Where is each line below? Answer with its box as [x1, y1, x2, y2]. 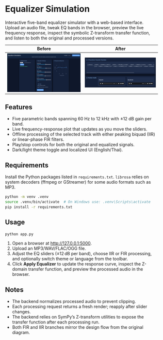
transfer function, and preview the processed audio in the [28, 266, 143, 272]
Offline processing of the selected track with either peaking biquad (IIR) [12, 132, 155, 137]
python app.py [5, 231, 34, 237]
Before [37, 46, 51, 52]
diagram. [12, 330, 30, 336]
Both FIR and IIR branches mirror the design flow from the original [12, 324, 144, 330]
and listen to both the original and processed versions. [5, 35, 114, 41]
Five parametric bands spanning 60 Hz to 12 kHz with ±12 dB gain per [12, 116, 152, 122]
